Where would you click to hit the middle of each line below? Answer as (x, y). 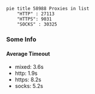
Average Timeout (28, 53)
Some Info (22, 39)
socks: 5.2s (29, 86)
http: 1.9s (26, 73)
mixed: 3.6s (29, 67)
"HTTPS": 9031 (34, 19)
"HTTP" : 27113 (36, 14)
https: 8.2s (28, 80)
